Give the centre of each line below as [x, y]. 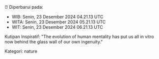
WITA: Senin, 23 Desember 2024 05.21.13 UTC [59, 22]
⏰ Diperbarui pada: [24, 7]
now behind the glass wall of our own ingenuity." [54, 42]
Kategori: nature [21, 51]
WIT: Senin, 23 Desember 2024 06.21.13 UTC [57, 27]
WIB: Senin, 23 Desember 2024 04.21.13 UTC [57, 17]
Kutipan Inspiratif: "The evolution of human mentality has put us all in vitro [79, 37]
